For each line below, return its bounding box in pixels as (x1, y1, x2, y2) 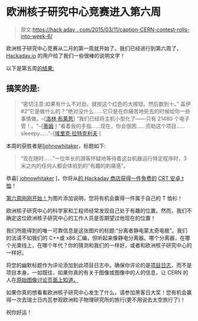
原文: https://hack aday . (20, 26, 78, 33)
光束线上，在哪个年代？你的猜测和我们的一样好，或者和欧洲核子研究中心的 (11, 241, 192, 249)
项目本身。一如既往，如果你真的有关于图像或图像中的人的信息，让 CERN (6, 269, 182, 276)
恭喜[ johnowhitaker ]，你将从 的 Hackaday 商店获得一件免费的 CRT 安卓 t (6, 174, 184, 181)
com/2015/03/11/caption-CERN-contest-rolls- (79, 26, 190, 33)
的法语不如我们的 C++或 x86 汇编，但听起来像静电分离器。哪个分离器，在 (6, 234, 186, 241)
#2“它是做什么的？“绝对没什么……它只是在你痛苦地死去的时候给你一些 (20, 107, 190, 115)
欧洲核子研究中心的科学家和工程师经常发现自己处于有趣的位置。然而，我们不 (6, 207, 192, 214)
